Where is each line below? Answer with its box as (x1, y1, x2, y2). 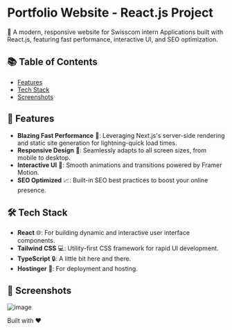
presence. (17, 186, 46, 194)
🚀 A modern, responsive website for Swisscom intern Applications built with (7, 28, 224, 36)
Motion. (17, 168, 39, 176)
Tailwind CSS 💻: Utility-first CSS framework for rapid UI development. (17, 244, 220, 252)
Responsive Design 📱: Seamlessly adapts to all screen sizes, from (17, 146, 206, 154)
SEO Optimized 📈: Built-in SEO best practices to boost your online (17, 175, 208, 184)
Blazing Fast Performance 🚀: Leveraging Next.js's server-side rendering (17, 131, 225, 139)
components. (17, 236, 55, 245)
